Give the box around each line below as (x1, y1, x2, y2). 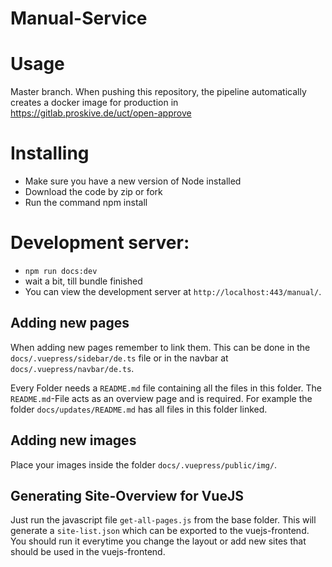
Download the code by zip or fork (24, 186, 163, 198)
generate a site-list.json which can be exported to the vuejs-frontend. (10, 525, 310, 537)
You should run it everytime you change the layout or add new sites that (10, 535, 307, 547)
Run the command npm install (24, 197, 148, 209)
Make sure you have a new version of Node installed (24, 175, 242, 187)
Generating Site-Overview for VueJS (10, 488, 244, 505)
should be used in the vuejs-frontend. (10, 546, 166, 558)
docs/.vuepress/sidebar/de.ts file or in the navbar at (10, 352, 229, 364)
